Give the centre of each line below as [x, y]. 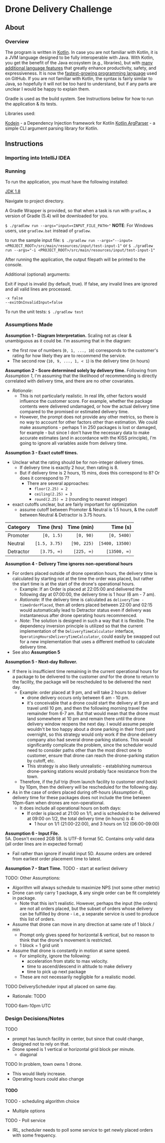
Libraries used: [20, 113]
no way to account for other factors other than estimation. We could [88, 422]
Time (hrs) [50, 527]
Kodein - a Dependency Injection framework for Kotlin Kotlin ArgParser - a [80, 123]
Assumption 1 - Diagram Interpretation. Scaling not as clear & [68, 335]
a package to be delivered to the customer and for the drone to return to [85, 676]
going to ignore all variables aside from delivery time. [73, 443]
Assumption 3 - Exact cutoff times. [42, 452]
